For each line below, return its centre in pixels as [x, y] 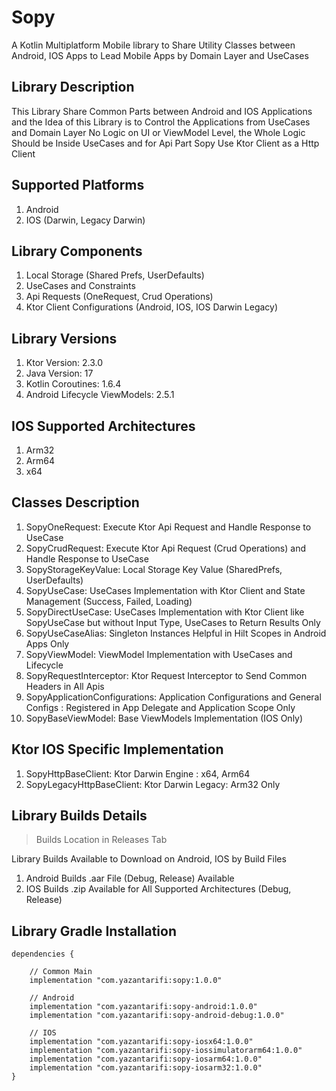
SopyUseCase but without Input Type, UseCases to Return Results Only [173, 622]
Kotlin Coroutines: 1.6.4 [73, 384]
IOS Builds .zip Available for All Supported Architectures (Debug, [158, 889]
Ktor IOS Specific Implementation [117, 749]
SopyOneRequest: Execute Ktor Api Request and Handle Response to [168, 527]
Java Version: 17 [59, 373]
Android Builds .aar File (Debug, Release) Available [130, 878]
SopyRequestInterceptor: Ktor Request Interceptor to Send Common [166, 675]
